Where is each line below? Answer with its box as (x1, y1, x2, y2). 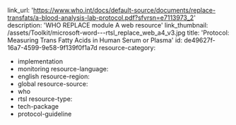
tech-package (17, 102, 59, 110)
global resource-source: (17, 80, 88, 88)
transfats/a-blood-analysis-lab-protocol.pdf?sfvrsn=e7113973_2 (7, 13, 194, 22)
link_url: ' (7, 6, 34, 14)
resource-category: (98, 44, 156, 52)
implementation (17, 57, 64, 66)
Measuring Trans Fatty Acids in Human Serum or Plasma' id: (7, 36, 182, 44)
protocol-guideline (17, 109, 72, 118)
